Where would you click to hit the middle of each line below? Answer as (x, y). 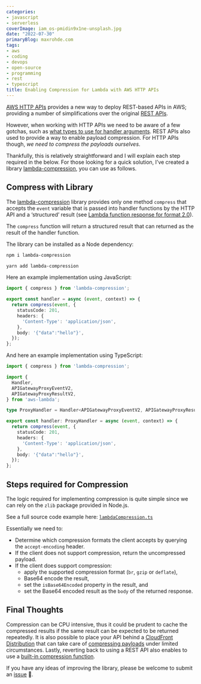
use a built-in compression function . (51, 656)
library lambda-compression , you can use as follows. (71, 168)
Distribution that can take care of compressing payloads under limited (92, 643)
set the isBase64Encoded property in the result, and (86, 585)
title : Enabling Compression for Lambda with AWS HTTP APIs (83, 90)
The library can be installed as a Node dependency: (70, 244)
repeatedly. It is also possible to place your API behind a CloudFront (90, 637)
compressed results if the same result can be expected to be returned (92, 631)
